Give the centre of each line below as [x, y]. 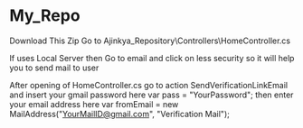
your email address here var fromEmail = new [94, 104]
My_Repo [45, 16]
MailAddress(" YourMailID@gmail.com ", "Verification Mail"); [120, 114]
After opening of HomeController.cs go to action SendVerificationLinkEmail [148, 85]
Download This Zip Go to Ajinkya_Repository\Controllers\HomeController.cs [150, 41]
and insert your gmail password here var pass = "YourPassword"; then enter [151, 95]
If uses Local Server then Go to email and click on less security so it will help [152, 58]
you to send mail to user [54, 68]
